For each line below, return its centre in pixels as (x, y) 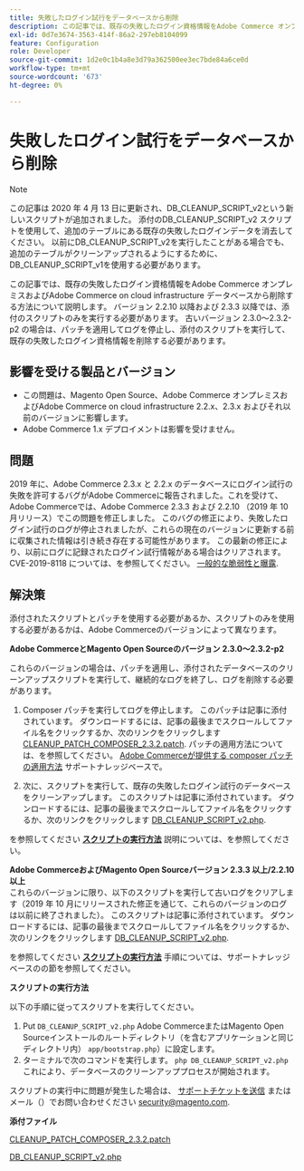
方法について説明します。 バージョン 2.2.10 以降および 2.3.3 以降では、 (149, 306)
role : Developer (40, 52)
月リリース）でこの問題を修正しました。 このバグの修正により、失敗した (145, 518)
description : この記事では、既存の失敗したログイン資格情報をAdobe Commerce (142, 26)
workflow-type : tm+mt (50, 69)
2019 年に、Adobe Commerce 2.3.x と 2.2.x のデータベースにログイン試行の (152, 484)
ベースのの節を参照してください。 (72, 968)
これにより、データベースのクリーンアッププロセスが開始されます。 (148, 1071)
